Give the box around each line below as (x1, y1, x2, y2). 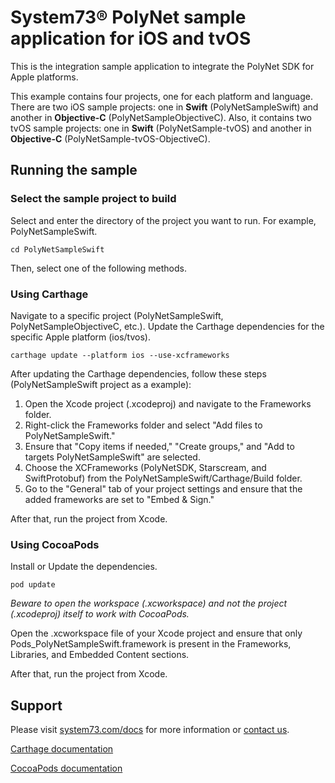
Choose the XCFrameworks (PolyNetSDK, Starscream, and (24, 461, 267, 473)
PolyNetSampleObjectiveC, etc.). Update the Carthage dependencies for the (10, 320, 325, 332)
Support (10, 697, 63, 714)
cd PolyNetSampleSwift (10, 244, 105, 255)
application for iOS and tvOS (10, 27, 252, 50)
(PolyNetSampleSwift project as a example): (10, 378, 192, 390)
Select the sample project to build (10, 192, 177, 206)
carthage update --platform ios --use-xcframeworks (10, 350, 230, 360)
